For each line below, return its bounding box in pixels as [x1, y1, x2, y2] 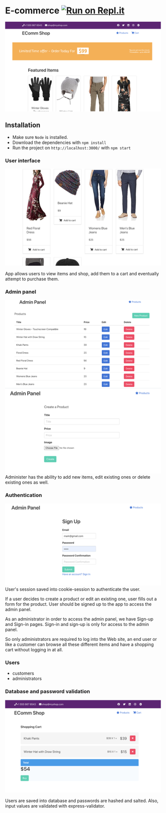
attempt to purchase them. [5, 276, 59, 282]
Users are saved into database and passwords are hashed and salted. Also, [5, 798, 159, 804]
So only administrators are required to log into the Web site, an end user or [5, 636, 157, 642]
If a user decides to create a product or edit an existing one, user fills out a [5, 596, 157, 602]
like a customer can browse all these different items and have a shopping [5, 641, 154, 647]
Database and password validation [5, 688, 90, 695]
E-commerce [5, 5, 60, 16]
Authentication [5, 492, 42, 499]
